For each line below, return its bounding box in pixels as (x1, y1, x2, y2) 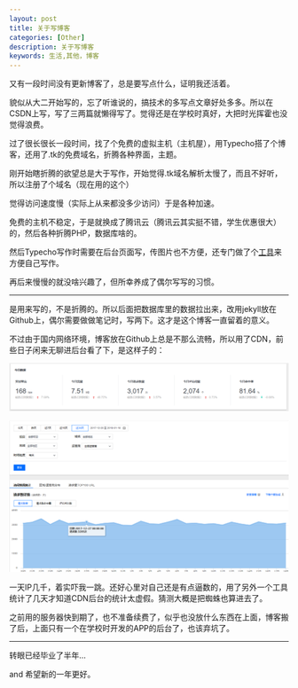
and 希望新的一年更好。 (9, 669, 96, 680)
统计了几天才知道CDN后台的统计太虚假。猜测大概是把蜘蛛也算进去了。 (9, 593, 268, 604)
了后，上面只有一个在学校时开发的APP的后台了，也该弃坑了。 (9, 623, 235, 634)
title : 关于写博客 (9, 23, 71, 33)
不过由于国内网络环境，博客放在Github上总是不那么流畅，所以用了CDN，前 (9, 333, 284, 345)
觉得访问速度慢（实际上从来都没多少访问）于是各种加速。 (9, 198, 219, 208)
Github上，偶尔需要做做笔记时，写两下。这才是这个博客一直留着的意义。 (9, 315, 275, 325)
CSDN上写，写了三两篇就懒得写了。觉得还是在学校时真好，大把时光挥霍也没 (9, 108, 288, 119)
